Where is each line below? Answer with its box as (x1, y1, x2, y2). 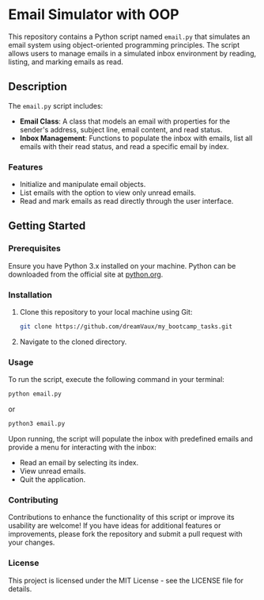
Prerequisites (8, 243, 61, 254)
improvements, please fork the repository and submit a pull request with (8, 529, 243, 539)
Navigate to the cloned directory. (19, 337, 127, 346)
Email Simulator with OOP (8, 6, 179, 24)
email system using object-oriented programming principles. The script (8, 40, 240, 49)
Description (8, 80, 67, 94)
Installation (8, 289, 53, 300)
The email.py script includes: (8, 101, 104, 110)
